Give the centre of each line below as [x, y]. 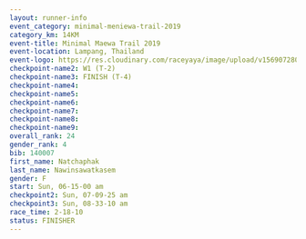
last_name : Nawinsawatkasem [63, 170]
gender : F [28, 178]
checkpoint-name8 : [44, 119]
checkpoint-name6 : [44, 102]
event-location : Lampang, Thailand [77, 52]
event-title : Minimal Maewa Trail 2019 [85, 43]
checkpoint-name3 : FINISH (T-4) [71, 77]
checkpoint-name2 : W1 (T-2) [63, 69]
